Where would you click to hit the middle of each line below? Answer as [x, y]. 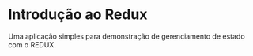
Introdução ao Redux [78, 15]
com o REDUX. [32, 44]
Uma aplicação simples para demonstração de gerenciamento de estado [126, 36]
